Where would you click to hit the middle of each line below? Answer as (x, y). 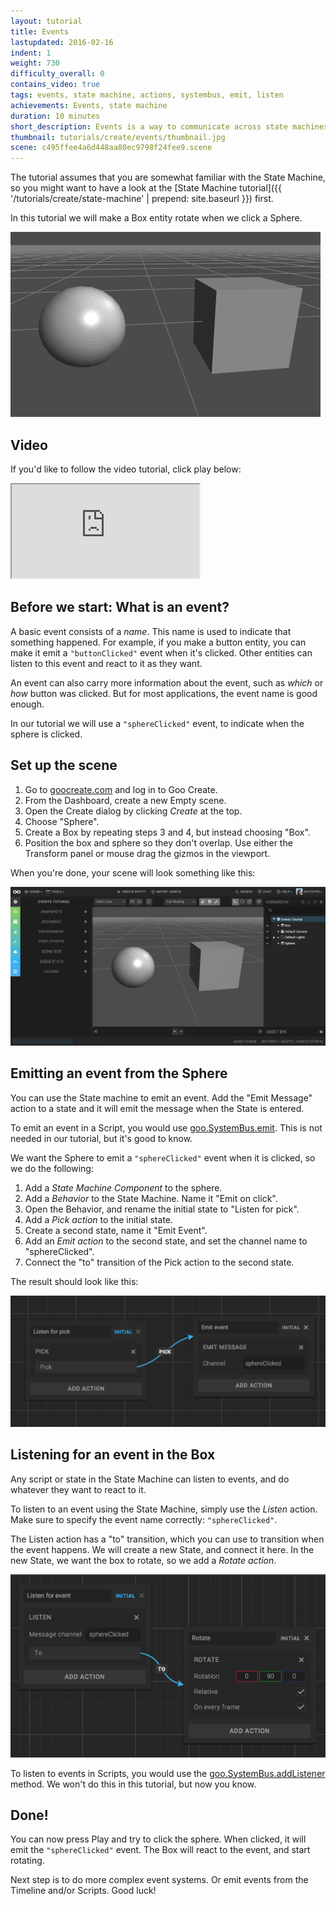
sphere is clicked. (46, 734)
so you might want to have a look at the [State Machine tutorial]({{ (146, 188)
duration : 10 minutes (55, 116)
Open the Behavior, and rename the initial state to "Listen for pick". (162, 1209)
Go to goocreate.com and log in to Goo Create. (121, 789)
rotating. (27, 1861)
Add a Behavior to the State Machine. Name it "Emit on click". (151, 1198)
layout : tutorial (46, 21)
